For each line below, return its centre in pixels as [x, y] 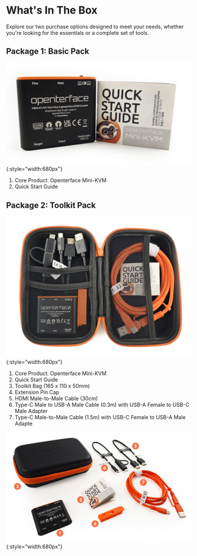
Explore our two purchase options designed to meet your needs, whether [95, 27]
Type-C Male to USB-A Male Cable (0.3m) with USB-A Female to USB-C [102, 405]
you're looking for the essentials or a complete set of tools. [78, 32]
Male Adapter [31, 411]
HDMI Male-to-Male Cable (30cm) [56, 399]
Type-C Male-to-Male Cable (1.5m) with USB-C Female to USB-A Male [100, 417]
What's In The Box [52, 10]
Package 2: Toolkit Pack [51, 205]
